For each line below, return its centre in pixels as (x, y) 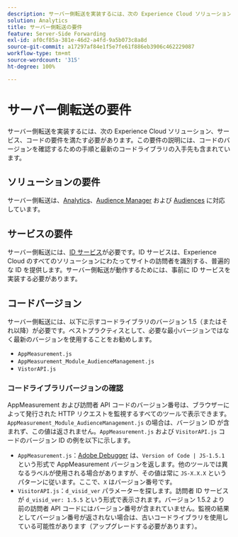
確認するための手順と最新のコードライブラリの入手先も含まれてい (134, 149)
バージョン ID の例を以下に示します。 (80, 441)
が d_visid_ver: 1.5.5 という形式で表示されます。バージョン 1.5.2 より (121, 499)
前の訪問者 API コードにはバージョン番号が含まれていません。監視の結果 (123, 509)
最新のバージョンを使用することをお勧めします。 (84, 339)
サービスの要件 (40, 233)
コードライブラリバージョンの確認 (66, 388)
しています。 (26, 209)
